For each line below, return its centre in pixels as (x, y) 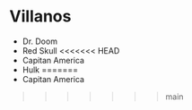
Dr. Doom (40, 41)
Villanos (40, 17)
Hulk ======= (50, 70)
